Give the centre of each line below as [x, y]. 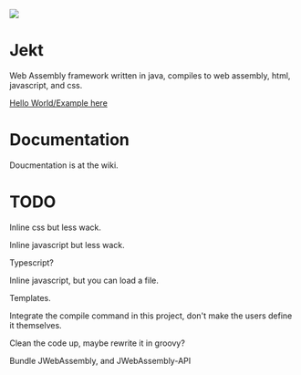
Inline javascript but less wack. [67, 245]
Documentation [70, 140]
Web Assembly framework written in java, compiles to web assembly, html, [150, 75]
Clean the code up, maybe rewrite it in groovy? [97, 343]
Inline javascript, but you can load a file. [84, 280]
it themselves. [36, 325]
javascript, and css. [46, 85]
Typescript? [32, 262]
